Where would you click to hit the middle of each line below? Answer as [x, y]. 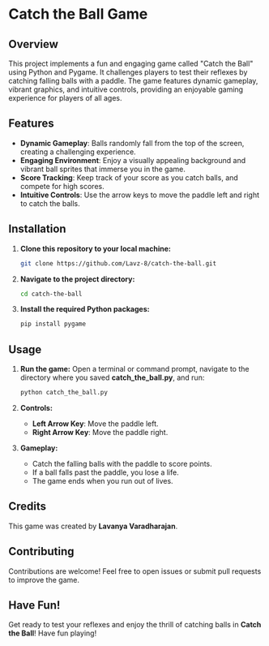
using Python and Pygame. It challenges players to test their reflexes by [128, 72]
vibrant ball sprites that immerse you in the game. [103, 169]
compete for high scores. [62, 186]
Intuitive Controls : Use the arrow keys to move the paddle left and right [140, 195]
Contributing [41, 551]
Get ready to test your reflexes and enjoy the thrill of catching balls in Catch [135, 625]
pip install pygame [53, 324]
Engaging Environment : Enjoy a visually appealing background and [132, 160]
